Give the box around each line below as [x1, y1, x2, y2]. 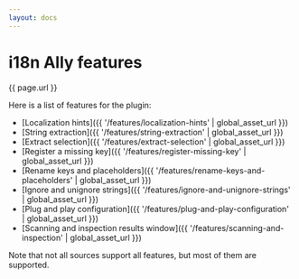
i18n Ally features [8, 51, 143, 72]
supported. [8, 259, 50, 270]
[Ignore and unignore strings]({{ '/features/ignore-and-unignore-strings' [21, 184, 291, 195]
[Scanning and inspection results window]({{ [21, 222, 189, 233]
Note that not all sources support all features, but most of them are [8, 249, 257, 260]
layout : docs [8, 13, 58, 23]
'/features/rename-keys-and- [155, 164, 266, 176]
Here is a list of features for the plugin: [8, 99, 152, 110]
